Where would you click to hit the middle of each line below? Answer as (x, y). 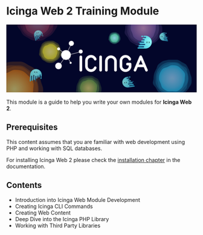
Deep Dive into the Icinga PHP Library (62, 219)
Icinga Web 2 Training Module (83, 11)
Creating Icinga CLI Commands (54, 206)
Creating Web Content (43, 213)
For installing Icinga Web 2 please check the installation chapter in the (93, 160)
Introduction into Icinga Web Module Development (78, 199)
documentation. (26, 166)
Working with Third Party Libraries (58, 225)
